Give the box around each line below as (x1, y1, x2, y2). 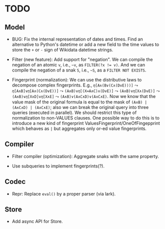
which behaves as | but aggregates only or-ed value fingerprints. (11, 125, 147, 131)
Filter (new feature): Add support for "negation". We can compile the (11, 56, 153, 62)
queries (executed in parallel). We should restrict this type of (11, 109, 137, 115)
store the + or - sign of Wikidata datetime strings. (11, 47, 113, 52)
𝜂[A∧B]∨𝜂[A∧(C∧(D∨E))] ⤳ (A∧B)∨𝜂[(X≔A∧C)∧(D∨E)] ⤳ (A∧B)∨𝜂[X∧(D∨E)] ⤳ (11, 88, 160, 93)
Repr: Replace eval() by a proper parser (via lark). (11, 190, 116, 196)
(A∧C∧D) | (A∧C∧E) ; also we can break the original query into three (11, 104, 149, 110)
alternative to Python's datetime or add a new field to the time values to (11, 41, 159, 47)
